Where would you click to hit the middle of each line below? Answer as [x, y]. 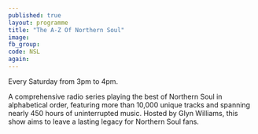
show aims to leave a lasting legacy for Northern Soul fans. [103, 121]
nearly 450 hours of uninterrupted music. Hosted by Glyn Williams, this [123, 113]
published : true [35, 15]
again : [19, 60]
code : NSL [24, 52]
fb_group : [24, 45]
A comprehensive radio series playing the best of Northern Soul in [115, 96]
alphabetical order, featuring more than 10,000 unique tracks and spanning [129, 105]
